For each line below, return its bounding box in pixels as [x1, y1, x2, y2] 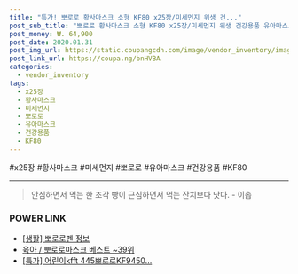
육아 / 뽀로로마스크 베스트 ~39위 [21, 245, 135, 255]
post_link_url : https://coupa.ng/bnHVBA [9, 54, 161, 63]
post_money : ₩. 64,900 [9, 29, 93, 38]
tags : [9, 79, 29, 88]
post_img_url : [9, 46, 62, 55]
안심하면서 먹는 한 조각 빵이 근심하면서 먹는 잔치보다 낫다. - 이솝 [30, 189, 253, 200]
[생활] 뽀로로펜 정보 [21, 233, 90, 244]
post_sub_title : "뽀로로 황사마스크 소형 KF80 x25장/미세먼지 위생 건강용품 [9, 21, 260, 30]
